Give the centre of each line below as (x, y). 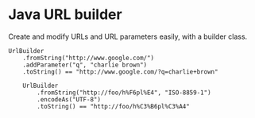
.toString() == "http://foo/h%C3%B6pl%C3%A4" (114, 106)
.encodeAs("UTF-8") (69, 99)
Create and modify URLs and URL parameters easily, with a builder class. (128, 36)
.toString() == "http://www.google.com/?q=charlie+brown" (120, 72)
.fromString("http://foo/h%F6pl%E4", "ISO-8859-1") (124, 93)
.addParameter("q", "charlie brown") (85, 65)
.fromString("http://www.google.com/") (89, 58)
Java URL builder (65, 15)
